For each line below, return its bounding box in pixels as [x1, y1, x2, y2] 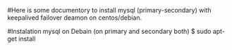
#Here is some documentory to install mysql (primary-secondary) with [7, 6, 212, 14]
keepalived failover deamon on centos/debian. [7, 13, 142, 22]
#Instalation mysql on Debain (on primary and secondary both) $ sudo [7, 27, 212, 35]
